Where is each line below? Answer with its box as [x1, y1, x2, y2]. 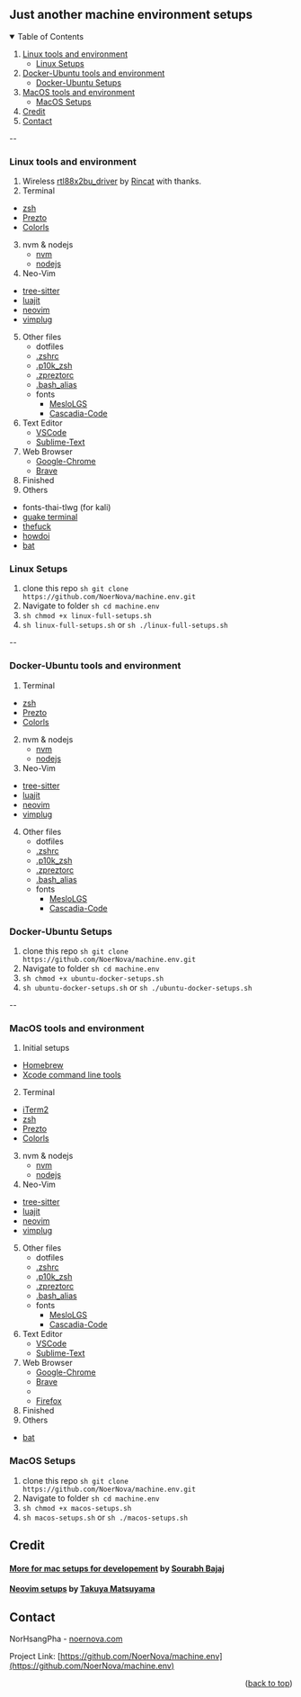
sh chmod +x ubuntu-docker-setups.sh [22, 974, 164, 983]
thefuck [22, 521, 51, 532]
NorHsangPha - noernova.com [9, 1633, 123, 1644]
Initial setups [22, 1043, 70, 1054]
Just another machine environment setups [9, 7, 253, 22]
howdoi [22, 531, 50, 542]
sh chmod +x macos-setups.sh [22, 1504, 132, 1513]
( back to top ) [244, 1677, 293, 1688]
